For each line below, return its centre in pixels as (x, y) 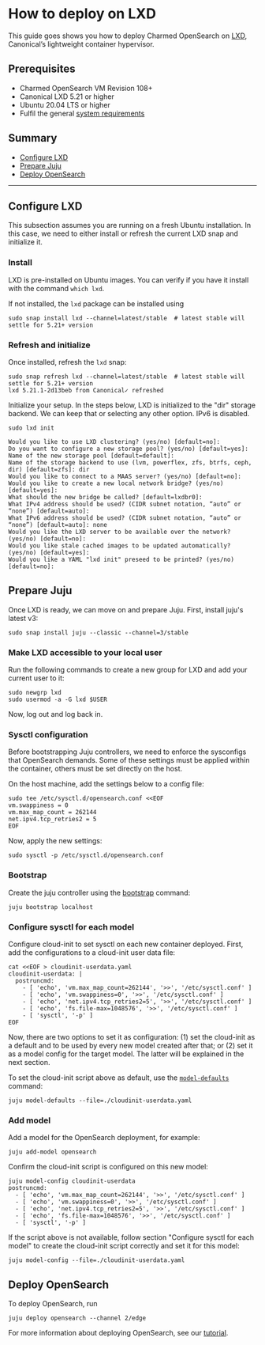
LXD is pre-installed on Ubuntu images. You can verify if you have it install (129, 280)
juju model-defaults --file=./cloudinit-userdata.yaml (100, 1101)
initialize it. (26, 242)
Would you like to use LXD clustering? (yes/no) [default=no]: (114, 441)
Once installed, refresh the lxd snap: (67, 362)
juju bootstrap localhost (50, 907)
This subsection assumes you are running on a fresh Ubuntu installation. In (130, 225)
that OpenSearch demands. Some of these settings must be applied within (129, 760)
